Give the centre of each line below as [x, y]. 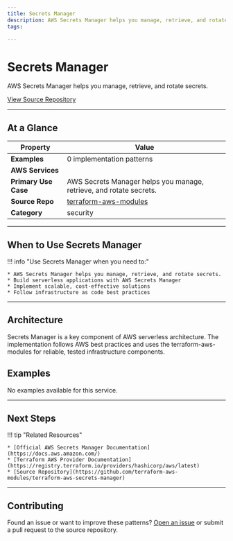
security [80, 213]
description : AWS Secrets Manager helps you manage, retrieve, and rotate [118, 20]
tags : [15, 26]
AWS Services [35, 171]
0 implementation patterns [110, 159]
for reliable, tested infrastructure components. [99, 352]
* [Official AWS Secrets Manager [55, 448]
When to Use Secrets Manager [75, 244]
